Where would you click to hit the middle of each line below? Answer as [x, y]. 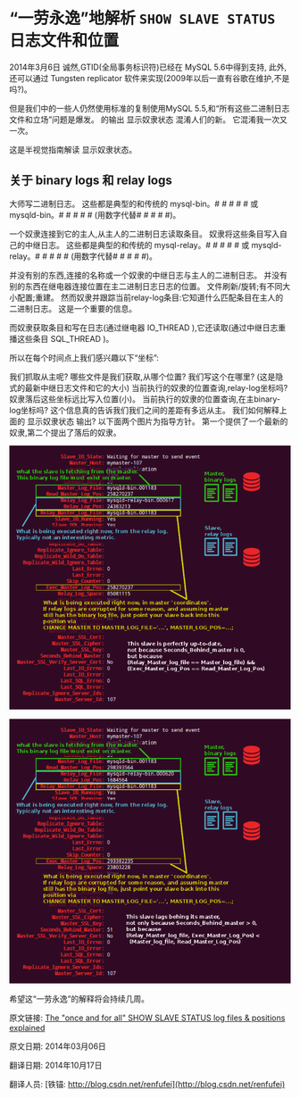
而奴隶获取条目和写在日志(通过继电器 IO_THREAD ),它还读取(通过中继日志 [144, 328]
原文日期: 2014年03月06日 [58, 1046]
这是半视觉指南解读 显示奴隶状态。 [73, 149]
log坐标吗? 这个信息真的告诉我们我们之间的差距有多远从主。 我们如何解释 [144, 410]
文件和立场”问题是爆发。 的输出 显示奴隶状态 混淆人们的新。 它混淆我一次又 [148, 119]
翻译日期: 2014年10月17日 [56, 1065]
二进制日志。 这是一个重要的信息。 [73, 308]
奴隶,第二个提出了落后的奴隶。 [66, 432]
